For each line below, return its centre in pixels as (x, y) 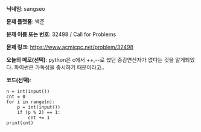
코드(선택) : (19, 80)
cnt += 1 (39, 118)
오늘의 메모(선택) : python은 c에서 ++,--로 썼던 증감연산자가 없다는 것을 (90, 60)
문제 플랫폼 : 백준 (26, 22)
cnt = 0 (16, 97)
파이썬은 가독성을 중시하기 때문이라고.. (59, 67)
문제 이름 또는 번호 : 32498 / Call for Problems (61, 34)
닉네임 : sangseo (26, 9)
